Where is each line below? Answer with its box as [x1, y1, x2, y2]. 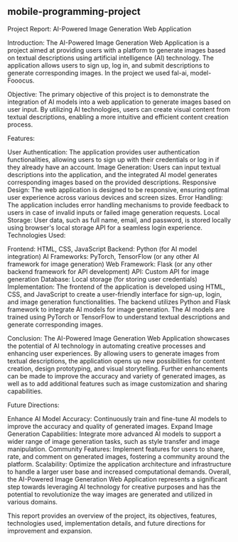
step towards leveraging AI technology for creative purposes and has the [7, 482, 221, 491]
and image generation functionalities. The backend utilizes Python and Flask [7, 297, 231, 306]
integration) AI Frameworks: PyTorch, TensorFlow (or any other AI [7, 252, 200, 260]
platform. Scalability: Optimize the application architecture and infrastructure [7, 459, 232, 468]
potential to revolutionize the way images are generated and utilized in [7, 490, 213, 499]
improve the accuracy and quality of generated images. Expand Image [7, 422, 213, 430]
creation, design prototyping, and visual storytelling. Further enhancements [7, 364, 228, 373]
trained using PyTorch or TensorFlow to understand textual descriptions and [7, 312, 230, 321]
